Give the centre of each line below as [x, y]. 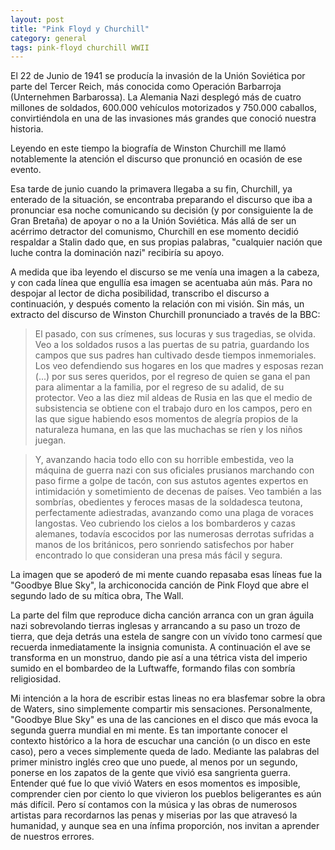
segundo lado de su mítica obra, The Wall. [97, 596]
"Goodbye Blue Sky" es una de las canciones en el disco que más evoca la [164, 720]
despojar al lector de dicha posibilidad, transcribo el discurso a [140, 293]
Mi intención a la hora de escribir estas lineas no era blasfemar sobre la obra [168, 698]
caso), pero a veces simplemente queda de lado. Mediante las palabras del [165, 752]
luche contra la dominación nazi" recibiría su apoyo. [117, 253]
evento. [26, 170]
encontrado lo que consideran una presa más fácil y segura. [158, 555]
